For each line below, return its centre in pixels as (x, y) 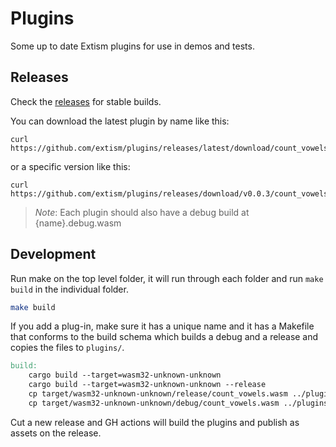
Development (53, 254)
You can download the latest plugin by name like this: (120, 121)
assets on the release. (56, 433)
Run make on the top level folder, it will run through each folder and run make (167, 278)
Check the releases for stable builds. (86, 101)
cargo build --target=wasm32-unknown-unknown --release (147, 385)
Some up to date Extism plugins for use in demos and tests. (132, 46)
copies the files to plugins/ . (67, 348)
